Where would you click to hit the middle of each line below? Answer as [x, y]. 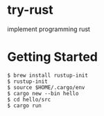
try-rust [30, 10]
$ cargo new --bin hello [43, 93]
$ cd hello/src [29, 99]
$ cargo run [24, 106]
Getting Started [53, 57]
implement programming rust [49, 29]
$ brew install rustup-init [48, 75]
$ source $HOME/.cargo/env [46, 87]
